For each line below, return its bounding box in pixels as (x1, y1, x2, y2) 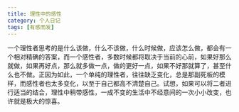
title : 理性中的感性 (7, 10, 62, 18)
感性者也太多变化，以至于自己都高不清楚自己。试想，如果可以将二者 (26, 79, 225, 88)
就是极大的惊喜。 (13, 97, 64, 106)
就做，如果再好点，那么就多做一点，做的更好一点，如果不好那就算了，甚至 (7, 62, 225, 70)
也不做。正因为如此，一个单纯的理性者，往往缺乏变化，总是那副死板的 (13, 70, 219, 79)
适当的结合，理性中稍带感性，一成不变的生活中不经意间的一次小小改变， (13, 88, 225, 96)
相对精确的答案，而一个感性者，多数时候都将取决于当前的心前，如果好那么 (13, 52, 232, 61)
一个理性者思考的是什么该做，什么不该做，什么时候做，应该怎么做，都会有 (7, 44, 225, 52)
